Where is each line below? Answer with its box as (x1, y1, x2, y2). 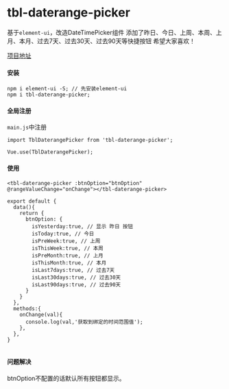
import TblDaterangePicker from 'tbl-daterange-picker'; (7, 137, 173, 144)
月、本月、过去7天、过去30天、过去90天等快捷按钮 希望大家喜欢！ (7, 36, 195, 45)
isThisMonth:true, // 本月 (32, 259, 107, 266)
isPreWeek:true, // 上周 (32, 238, 101, 244)
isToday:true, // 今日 (32, 230, 95, 237)
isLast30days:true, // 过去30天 (32, 274, 121, 281)
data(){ (13, 203, 36, 210)
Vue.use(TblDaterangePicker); (7, 149, 94, 155)
